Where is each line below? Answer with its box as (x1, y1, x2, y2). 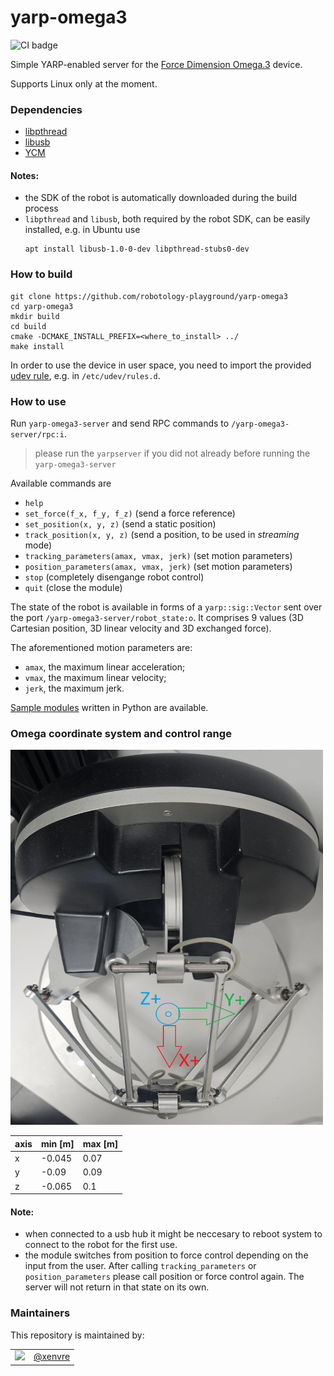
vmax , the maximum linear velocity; (24, 672, 167, 684)
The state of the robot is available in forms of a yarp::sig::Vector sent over (10, 601, 323, 613)
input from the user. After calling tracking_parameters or (24, 1260, 257, 1272)
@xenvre (33, 1351, 71, 1363)
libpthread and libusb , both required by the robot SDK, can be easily (24, 213, 311, 225)
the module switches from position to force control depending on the (24, 1249, 309, 1261)
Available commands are (10, 477, 112, 490)
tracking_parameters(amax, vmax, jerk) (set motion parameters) (24, 550, 293, 562)
